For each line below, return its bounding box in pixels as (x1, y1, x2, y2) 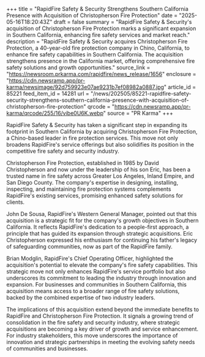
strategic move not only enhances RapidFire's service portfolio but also (6, 268, 186, 275)
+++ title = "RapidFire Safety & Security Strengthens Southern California (6, 6, 188, 12)
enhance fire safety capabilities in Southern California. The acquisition (6, 51, 184, 58)
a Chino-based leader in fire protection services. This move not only (6, 134, 179, 142)
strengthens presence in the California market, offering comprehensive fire (6, 58, 195, 64)
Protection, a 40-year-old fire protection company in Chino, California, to (6, 44, 190, 52)
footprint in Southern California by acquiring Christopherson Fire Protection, (6, 128, 198, 135)
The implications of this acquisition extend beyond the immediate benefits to (6, 306, 199, 313)
